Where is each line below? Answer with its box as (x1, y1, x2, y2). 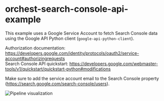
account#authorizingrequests (5, 55, 65, 61)
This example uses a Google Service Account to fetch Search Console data (5, 30, 158, 36)
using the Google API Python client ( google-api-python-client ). (5, 35, 134, 41)
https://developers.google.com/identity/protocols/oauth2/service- (5, 50, 139, 56)
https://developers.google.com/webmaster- (69, 61, 159, 67)
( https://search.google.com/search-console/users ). (5, 80, 110, 87)
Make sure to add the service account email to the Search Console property (5, 75, 159, 81)
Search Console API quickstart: (5, 61, 68, 67)
